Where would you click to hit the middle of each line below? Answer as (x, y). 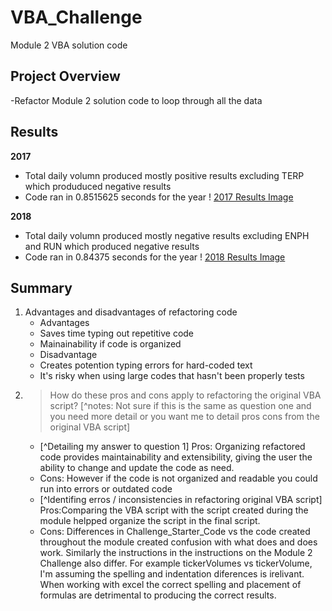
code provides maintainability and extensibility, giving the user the (176, 457)
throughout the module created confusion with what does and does (178, 542)
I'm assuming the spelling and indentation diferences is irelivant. (172, 574)
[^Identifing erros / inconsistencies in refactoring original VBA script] (181, 500)
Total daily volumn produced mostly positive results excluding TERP (164, 175)
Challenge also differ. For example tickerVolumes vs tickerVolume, (176, 563)
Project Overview (65, 76)
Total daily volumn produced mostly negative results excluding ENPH (167, 235)
